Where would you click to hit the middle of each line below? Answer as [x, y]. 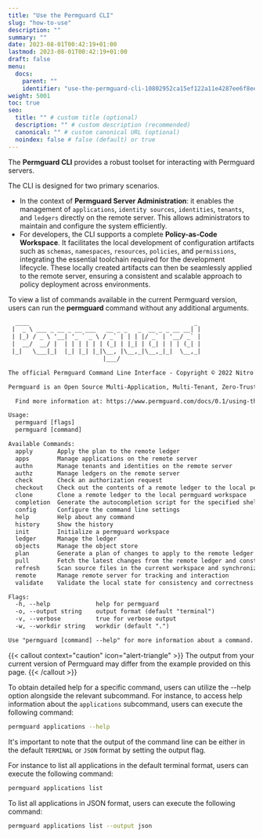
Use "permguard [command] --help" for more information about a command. [131, 640]
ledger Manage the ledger [66, 539]
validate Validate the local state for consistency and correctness [135, 583]
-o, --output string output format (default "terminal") [115, 612]
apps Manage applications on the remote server [106, 459]
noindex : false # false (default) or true [85, 139]
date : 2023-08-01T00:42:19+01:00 [63, 45]
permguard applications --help [59, 726]
